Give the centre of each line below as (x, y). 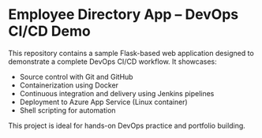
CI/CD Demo (49, 31)
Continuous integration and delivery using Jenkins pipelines (117, 93)
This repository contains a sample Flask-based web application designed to (131, 53)
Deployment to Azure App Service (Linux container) (103, 102)
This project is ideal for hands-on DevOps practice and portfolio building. (127, 125)
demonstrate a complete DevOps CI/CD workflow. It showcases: (112, 62)
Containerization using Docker (69, 85)
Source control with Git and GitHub (76, 76)
